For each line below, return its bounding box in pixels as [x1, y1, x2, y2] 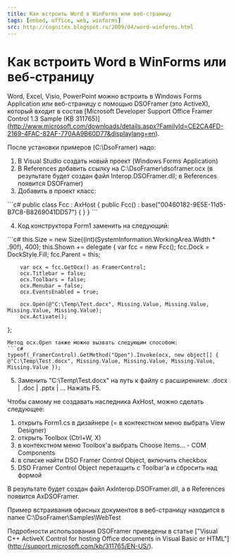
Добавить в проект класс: [17, 187, 97, 195]
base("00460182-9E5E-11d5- [140, 200, 227, 209]
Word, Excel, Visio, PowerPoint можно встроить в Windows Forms [7, 92, 202, 101]
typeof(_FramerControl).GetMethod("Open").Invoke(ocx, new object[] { [7, 352, 219, 359]
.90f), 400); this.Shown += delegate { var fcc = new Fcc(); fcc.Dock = [7, 243, 210, 251]
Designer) [17, 426, 47, 434]
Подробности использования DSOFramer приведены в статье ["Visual [7, 527, 218, 536]
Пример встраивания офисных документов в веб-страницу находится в [7, 506, 225, 515]
